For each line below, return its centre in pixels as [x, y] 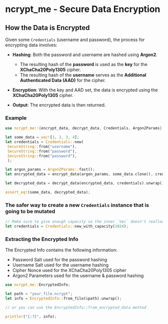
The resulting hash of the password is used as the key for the [83, 64]
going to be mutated [30, 211]
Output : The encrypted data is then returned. [59, 105]
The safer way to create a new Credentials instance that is [77, 205]
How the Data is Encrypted [47, 28]
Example [16, 117]
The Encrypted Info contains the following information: [61, 250]
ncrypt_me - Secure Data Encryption [83, 9]
